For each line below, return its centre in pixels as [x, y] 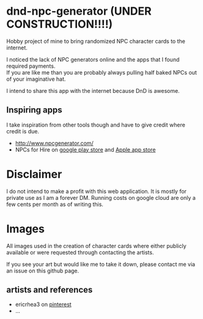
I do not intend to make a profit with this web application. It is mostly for [97, 191]
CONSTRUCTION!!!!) [60, 24]
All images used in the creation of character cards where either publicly [96, 246]
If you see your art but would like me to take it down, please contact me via [101, 264]
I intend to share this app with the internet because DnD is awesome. [93, 90]
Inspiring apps [34, 110]
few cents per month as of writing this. [55, 204]
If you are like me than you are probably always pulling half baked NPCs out [102, 72]
